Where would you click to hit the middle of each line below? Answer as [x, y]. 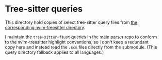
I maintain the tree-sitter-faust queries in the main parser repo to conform [81, 37]
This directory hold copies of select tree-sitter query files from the [71, 22]
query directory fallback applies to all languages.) [55, 52]
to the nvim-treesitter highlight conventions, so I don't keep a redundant [77, 42]
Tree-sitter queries [44, 9]
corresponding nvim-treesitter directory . [45, 27]
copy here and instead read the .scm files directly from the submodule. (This [81, 47]
